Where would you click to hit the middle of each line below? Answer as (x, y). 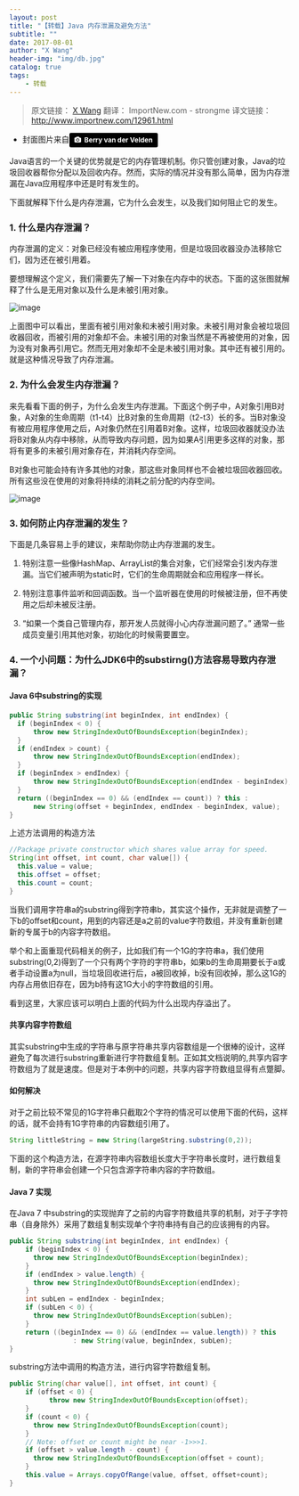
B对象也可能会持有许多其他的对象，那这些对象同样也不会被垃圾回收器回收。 (148, 470)
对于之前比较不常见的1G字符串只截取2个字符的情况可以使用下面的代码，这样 (149, 1112)
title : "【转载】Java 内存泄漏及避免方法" (80, 26)
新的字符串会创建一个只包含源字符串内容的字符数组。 (122, 1169)
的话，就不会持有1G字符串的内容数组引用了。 (92, 1124)
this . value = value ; (55, 867)
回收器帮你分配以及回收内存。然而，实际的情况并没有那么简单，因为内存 (149, 172)
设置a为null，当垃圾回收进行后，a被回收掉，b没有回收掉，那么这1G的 (159, 973)
